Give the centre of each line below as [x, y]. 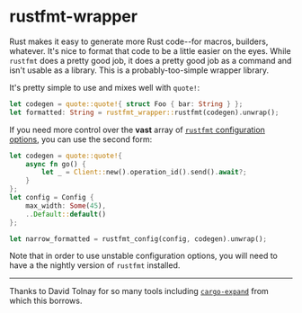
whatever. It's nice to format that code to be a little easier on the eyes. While [150, 50]
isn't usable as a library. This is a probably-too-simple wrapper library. [139, 70]
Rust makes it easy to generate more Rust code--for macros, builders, [139, 41]
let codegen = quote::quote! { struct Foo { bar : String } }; [126, 104]
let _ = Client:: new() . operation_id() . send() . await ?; [144, 173]
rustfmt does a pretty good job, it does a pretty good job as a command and [151, 60]
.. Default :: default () [66, 214]
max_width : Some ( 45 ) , [66, 206]
